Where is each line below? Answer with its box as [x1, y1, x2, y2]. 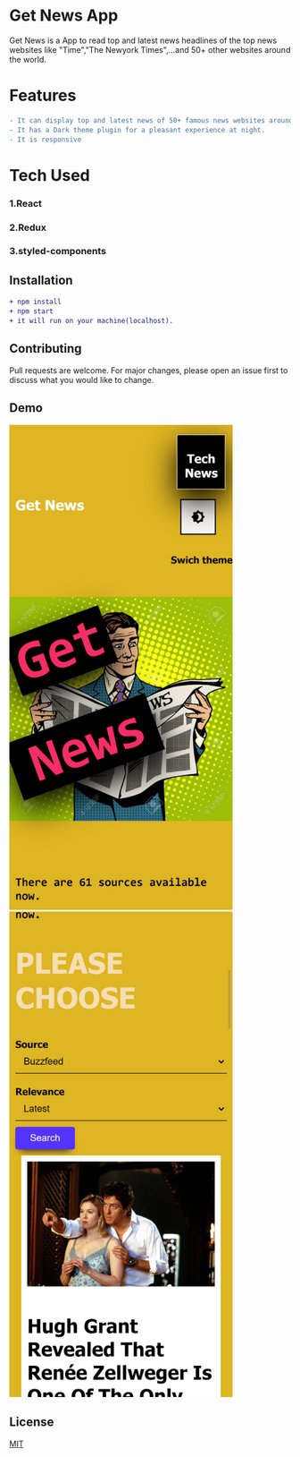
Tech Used [9, 165, 91, 185]
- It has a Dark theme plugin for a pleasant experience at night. [9, 125, 266, 134]
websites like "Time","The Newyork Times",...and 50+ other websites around [9, 44, 291, 55]
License [9, 1415, 54, 1430]
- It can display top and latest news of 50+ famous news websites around [9, 115, 294, 125]
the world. [9, 54, 47, 64]
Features [9, 86, 77, 106]
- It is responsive [9, 135, 82, 144]
